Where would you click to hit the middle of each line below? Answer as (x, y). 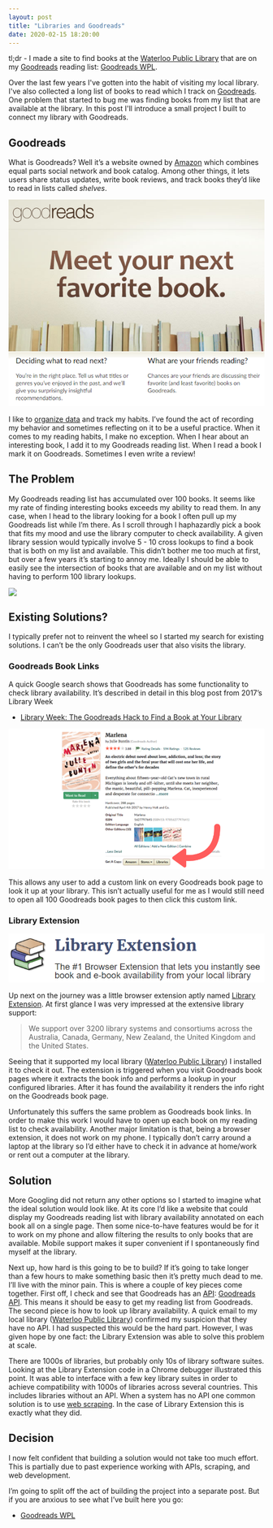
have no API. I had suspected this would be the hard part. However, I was (131, 1327)
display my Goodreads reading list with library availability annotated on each (136, 1217)
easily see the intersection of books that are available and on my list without (135, 568)
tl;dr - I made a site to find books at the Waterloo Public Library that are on (133, 58)
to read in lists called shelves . (58, 188)
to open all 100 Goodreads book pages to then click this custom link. (123, 900)
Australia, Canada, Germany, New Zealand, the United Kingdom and (142, 1037)
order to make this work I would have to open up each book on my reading (133, 1120)
